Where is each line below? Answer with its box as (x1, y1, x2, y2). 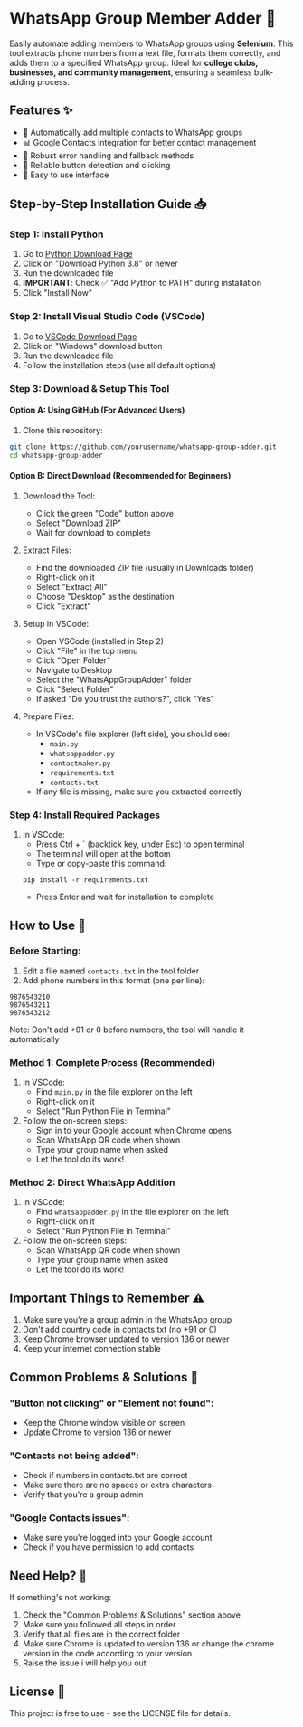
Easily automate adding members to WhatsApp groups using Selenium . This (9, 38, 294, 49)
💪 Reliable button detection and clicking (22, 159, 171, 170)
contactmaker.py (49, 759, 111, 768)
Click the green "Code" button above (35, 508, 175, 518)
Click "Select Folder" (35, 683, 114, 695)
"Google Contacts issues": (9, 1512, 130, 1524)
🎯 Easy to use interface (22, 169, 109, 180)
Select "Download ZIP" (35, 517, 122, 528)
